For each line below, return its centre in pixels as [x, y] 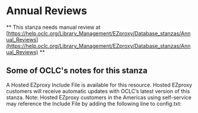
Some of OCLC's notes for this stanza [77, 71]
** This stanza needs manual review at [53, 27]
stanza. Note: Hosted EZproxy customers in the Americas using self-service [99, 97]
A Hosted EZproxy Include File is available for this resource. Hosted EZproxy [99, 85]
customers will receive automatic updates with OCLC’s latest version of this [98, 91]
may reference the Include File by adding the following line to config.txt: [94, 104]
